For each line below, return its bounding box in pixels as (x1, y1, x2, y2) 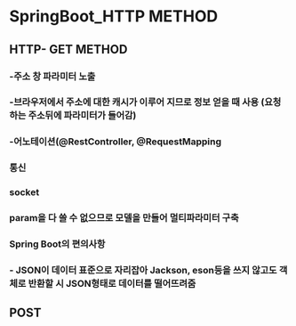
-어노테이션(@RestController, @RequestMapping (9, 135, 222, 148)
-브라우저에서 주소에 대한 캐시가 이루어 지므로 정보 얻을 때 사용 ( (9, 96, 265, 109)
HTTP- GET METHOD (9, 42, 128, 57)
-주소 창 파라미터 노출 (9, 69, 96, 82)
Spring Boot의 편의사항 (9, 238, 106, 250)
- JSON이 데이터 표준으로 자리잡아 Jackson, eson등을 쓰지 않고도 (9, 264, 277, 276)
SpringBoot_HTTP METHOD (9, 6, 219, 27)
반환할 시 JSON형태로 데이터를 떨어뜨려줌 (28, 277, 196, 289)
